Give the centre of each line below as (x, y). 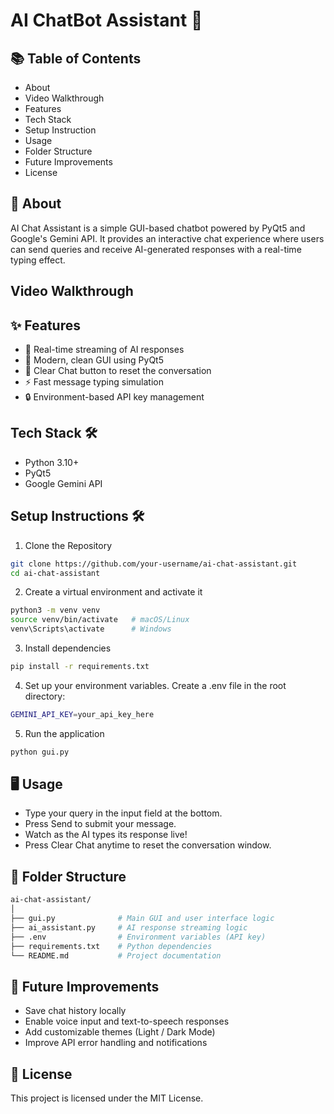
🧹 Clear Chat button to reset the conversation (118, 371)
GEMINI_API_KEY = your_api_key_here (82, 714)
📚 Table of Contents (76, 58)
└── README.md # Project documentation (116, 955)
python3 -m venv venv (55, 610)
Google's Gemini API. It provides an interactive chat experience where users (167, 238)
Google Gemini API (63, 483)
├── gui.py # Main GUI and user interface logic (142, 919)
